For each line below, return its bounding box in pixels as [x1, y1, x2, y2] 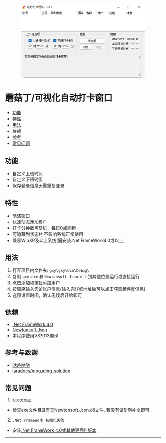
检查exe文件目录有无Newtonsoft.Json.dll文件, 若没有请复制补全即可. [12, 407, 151, 413]
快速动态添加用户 [12, 219, 47, 225]
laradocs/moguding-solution [12, 368, 71, 374]
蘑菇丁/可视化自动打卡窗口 [5, 92, 113, 103]
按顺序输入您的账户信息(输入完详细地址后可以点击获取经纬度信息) [12, 286, 146, 292]
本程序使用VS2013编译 [12, 332, 59, 338]
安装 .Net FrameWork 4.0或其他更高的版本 [12, 427, 97, 433]
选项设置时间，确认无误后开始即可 [12, 292, 82, 298]
